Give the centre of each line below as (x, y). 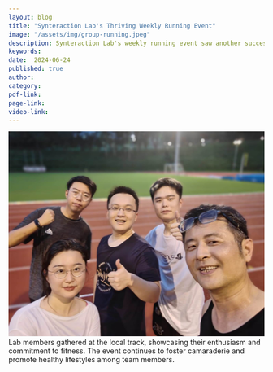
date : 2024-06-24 (39, 60)
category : (25, 85)
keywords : (25, 52)
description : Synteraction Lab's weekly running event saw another (125, 43)
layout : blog (30, 17)
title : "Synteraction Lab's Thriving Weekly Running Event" (113, 26)
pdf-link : (25, 94)
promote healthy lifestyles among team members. (91, 360)
